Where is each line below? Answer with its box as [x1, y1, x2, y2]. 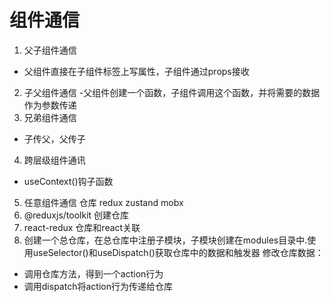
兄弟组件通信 [23, 111, 77, 123]
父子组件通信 [23, 44, 77, 56]
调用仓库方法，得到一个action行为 [23, 267, 164, 280]
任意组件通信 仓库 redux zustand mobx [23, 196, 184, 208]
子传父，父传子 [23, 132, 86, 145]
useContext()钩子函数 [23, 175, 114, 187]
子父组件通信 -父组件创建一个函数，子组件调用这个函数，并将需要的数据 [23, 86, 321, 98]
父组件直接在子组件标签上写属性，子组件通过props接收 [23, 65, 250, 77]
